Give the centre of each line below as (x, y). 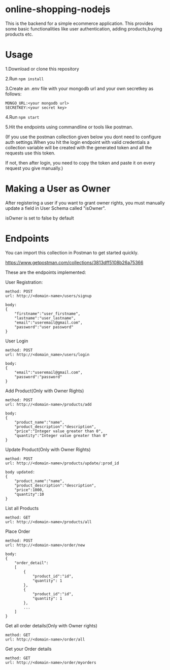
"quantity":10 (29, 494)
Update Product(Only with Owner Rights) (48, 449)
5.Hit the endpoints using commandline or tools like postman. (69, 127)
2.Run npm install (25, 78)
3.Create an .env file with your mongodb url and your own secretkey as (79, 88)
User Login (17, 341)
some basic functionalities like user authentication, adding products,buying (84, 28)
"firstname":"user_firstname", (47, 313)
